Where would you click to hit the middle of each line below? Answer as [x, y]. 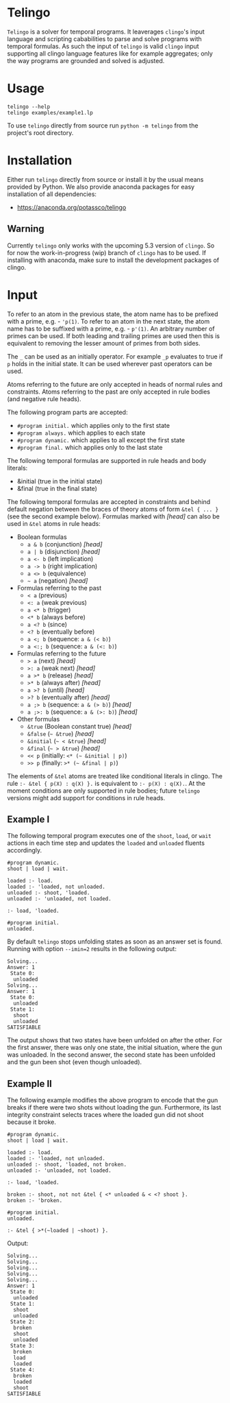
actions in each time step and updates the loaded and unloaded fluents [106, 843]
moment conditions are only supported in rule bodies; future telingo [104, 791]
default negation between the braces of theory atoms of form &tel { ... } [113, 509]
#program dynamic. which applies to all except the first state [101, 440]
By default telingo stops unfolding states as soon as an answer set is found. [115, 942]
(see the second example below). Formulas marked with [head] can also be [114, 516]
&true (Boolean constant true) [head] [79, 726]
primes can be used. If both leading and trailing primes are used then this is [114, 336]
